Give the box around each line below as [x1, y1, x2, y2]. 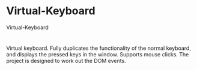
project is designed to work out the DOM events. [6, 58, 126, 65]
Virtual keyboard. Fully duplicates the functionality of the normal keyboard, [6, 44, 191, 52]
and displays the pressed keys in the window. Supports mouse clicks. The [6, 51, 189, 58]
